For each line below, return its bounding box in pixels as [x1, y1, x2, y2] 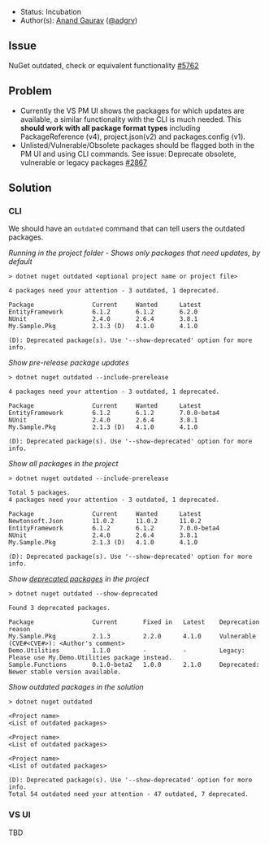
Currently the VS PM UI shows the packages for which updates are [20, 106, 245, 115]
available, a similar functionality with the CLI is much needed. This [20, 114, 242, 124]
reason [8, 625, 31, 634]
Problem [8, 84, 53, 98]
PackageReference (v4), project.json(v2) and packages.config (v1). [20, 132, 246, 141]
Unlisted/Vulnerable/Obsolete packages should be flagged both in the [20, 140, 254, 149]
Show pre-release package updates [8, 357, 130, 368]
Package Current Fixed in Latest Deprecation [8, 618, 260, 626]
